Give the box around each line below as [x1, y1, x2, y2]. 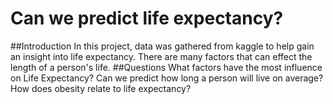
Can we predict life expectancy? [10, 7, 284, 30]
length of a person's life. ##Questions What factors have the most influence [10, 61, 323, 73]
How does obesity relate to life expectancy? [10, 82, 192, 94]
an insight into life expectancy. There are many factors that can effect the [10, 50, 313, 62]
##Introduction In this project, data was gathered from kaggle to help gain [10, 40, 315, 52]
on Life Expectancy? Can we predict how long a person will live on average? [10, 72, 324, 84]
